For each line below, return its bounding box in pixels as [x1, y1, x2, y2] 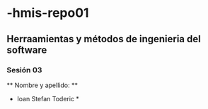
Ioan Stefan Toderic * [16, 94, 79, 103]
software [6, 44, 47, 56]
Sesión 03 [6, 65, 42, 75]
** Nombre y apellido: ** [6, 81, 79, 89]
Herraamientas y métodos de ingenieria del [6, 33, 201, 45]
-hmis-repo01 [6, 5, 89, 21]
